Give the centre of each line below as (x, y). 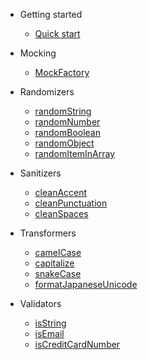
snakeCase (58, 273)
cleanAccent (61, 192)
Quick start (57, 33)
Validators (40, 303)
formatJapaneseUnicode (86, 284)
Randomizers (47, 92)
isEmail (49, 333)
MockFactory (62, 72)
